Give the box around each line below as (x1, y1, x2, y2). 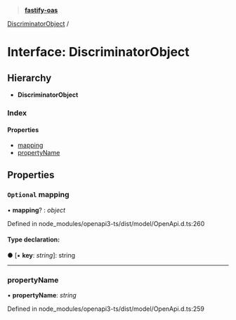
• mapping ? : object (7, 206, 65, 214)
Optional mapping (7, 189, 70, 199)
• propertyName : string (7, 291, 77, 300)
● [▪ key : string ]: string (7, 251, 76, 260)
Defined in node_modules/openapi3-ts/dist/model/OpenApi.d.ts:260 (7, 219, 205, 227)
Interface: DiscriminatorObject (7, 44, 190, 60)
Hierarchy (7, 72, 52, 84)
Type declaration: (7, 235, 60, 244)
